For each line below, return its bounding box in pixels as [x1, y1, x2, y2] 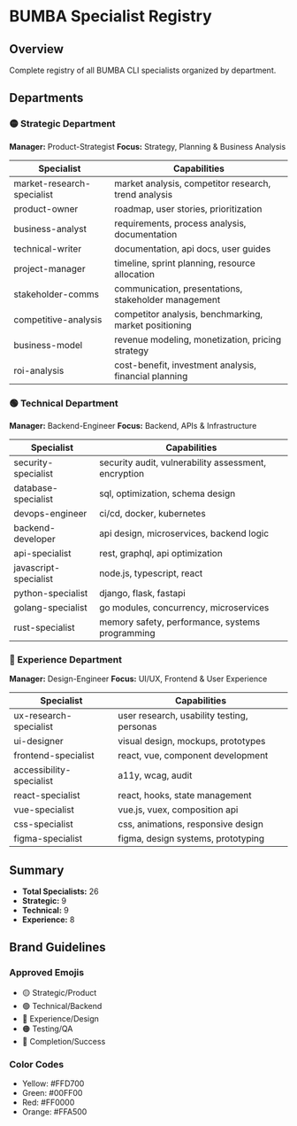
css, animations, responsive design [118, 818, 263, 830]
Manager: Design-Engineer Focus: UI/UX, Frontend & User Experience [9, 673, 268, 684]
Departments [9, 90, 84, 105]
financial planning [114, 369, 188, 382]
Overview [9, 42, 65, 57]
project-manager [13, 262, 86, 275]
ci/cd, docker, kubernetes [98, 507, 206, 519]
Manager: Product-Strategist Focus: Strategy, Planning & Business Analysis [9, 141, 286, 151]
